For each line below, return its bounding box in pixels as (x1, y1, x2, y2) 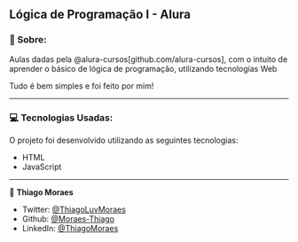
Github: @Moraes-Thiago (21, 213, 115, 224)
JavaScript (21, 161, 62, 172)
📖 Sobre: (9, 34, 47, 46)
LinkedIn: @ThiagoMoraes (21, 222, 119, 233)
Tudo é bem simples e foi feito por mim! (9, 80, 154, 91)
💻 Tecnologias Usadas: (9, 111, 114, 123)
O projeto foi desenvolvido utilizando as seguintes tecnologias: (9, 135, 239, 145)
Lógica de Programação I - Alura (9, 7, 191, 22)
